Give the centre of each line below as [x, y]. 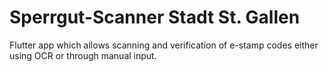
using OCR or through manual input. [83, 55]
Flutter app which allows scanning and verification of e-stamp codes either [164, 45]
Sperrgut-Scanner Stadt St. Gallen [155, 17]
